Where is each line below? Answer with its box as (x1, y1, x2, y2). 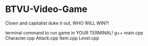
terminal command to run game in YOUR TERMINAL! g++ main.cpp (5, 29, 143, 35)
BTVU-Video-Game (5, 3, 88, 15)
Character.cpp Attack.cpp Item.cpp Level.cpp (5, 35, 99, 41)
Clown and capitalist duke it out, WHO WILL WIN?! (5, 20, 109, 26)
